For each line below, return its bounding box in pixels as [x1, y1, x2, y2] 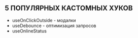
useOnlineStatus [12, 27, 47, 34]
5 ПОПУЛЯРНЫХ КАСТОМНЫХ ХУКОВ [5, 4, 133, 12]
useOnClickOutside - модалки [12, 17, 77, 23]
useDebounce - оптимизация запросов [12, 22, 96, 28]
